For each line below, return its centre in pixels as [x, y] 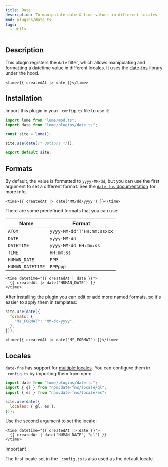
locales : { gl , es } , [33, 406]
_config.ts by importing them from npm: [48, 374]
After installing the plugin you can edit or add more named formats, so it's [83, 297]
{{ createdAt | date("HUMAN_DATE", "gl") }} [58, 435]
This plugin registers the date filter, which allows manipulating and [75, 62]
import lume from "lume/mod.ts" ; [41, 120]
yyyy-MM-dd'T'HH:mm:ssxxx [81, 231]
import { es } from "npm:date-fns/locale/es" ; [56, 392]
